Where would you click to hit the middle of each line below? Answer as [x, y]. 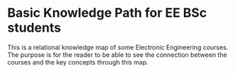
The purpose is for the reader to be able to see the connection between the [117, 55]
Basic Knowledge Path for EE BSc [107, 13]
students [34, 28]
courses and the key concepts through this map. [78, 62]
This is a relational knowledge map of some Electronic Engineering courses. [118, 47]
